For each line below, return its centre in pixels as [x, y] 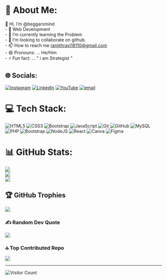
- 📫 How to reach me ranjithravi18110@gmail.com [56, 45]
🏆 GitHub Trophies [36, 195]
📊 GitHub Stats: [39, 152]
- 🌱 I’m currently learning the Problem [44, 34]
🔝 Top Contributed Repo [35, 248]
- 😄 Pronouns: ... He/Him [31, 52]
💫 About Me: [31, 10]
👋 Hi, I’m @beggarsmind [30, 24]
